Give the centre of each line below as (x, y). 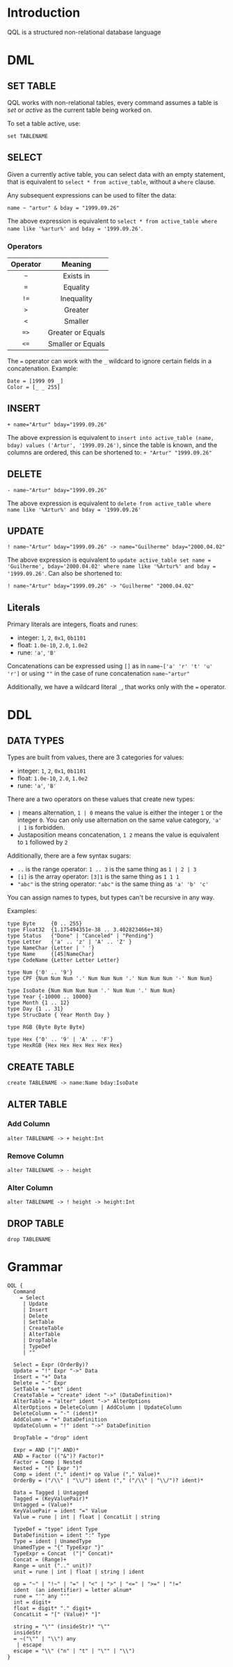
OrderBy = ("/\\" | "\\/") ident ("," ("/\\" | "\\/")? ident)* (109, 1480)
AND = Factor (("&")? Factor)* (59, 1456)
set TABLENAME (28, 136)
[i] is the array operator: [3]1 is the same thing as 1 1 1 (98, 877)
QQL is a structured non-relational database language (84, 32)
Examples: (22, 911)
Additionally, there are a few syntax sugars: (69, 856)
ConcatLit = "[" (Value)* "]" (57, 1615)
